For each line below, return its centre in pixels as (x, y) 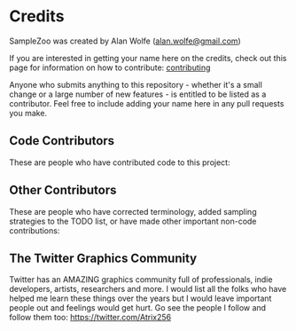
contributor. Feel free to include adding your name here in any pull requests (147, 103)
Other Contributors (63, 190)
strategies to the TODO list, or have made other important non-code (133, 221)
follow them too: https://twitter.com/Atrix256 (90, 318)
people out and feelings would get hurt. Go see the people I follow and (138, 308)
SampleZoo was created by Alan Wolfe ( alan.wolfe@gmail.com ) (125, 41)
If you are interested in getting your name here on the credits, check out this (148, 58)
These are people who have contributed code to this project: (120, 162)
